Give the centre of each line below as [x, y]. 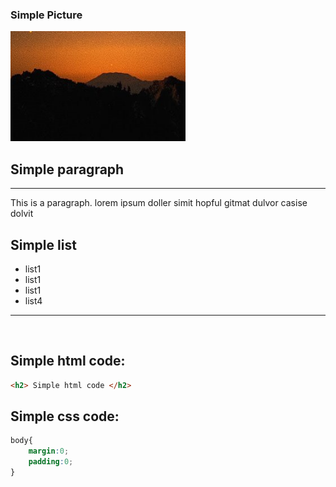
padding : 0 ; [51, 462]
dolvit [22, 214]
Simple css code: [65, 416]
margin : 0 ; [49, 451]
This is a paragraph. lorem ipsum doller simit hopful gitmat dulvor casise [159, 203]
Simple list [43, 244]
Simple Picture [46, 15]
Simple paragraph [67, 169]
